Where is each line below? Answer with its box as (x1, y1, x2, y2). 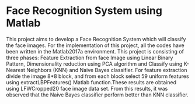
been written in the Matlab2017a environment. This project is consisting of (6, 48, 184, 55)
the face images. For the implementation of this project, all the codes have (6, 42, 185, 49)
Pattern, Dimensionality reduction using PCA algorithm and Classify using (6, 60, 183, 67)
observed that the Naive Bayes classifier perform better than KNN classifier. (6, 91, 189, 98)
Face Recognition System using (6, 4, 162, 17)
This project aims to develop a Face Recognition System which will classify (6, 35, 186, 42)
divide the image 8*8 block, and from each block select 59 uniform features (6, 73, 189, 80)
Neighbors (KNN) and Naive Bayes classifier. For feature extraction (26, 66, 187, 73)
